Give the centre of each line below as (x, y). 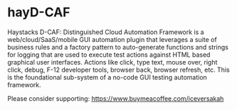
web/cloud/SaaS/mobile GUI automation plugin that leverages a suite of (112, 39)
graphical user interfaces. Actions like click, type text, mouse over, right (112, 62)
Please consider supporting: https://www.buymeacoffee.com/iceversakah (116, 98)
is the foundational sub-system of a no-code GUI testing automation (107, 77)
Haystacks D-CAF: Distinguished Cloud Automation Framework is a (106, 32)
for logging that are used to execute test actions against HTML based (109, 55)
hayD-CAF (39, 12)
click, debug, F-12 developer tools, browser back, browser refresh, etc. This (118, 70)
